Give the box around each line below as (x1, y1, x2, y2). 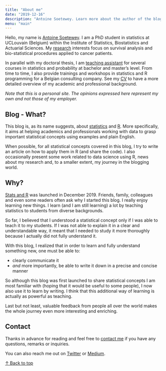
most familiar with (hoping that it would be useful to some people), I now (5, 282, 152, 288)
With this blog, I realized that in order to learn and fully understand (5, 242, 140, 248)
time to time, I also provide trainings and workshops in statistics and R (5, 70, 147, 77)
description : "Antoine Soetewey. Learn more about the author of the (5, 16, 152, 21)
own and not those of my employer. (5, 96, 78, 102)
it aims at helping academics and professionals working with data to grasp (5, 129, 157, 135)
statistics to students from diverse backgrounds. (5, 207, 104, 213)
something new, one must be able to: (5, 248, 81, 254)
